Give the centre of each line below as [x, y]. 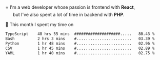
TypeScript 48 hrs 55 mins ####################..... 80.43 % [80, 34]
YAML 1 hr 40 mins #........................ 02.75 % [80, 53]
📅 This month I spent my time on [39, 24]
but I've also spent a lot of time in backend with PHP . [68, 15]
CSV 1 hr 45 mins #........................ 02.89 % [80, 48]
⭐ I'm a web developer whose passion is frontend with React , [70, 7]
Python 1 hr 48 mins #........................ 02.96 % [80, 43]
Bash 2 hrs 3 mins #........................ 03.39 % [80, 38]
